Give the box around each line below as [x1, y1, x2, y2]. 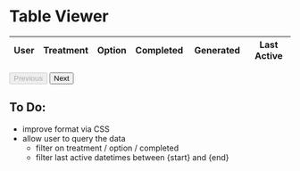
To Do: [9, 100, 46, 115]
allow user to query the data [21, 133, 126, 143]
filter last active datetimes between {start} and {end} [35, 151, 229, 162]
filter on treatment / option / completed [35, 142, 179, 153]
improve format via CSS [21, 123, 110, 134]
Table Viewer [9, 6, 109, 27]
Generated [194, 44, 241, 56]
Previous [13, 73, 43, 83]
